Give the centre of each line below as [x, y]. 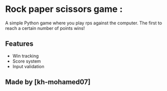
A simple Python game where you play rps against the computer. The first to [84, 23]
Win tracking [25, 56]
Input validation [28, 66]
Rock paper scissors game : [64, 9]
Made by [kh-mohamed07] [48, 82]
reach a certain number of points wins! [45, 28]
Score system [26, 61]
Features [19, 44]
